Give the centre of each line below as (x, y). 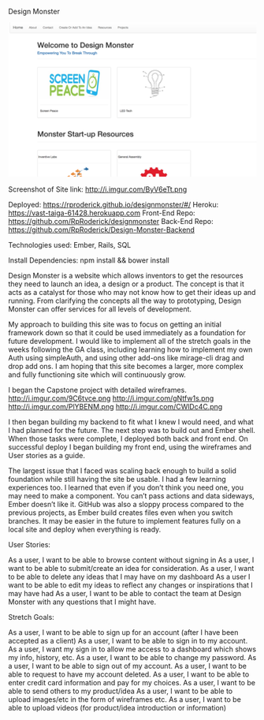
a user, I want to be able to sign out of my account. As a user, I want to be (127, 666)
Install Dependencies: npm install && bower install (89, 260)
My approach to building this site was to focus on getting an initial (115, 325)
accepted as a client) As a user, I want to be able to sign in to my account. (128, 641)
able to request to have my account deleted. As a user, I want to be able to (129, 674)
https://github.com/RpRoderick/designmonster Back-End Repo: (111, 222)
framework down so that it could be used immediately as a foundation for (127, 333)
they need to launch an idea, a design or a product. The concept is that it (126, 284)
